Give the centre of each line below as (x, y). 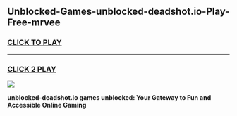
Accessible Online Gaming (47, 105)
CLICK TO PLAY (35, 43)
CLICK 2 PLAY (32, 69)
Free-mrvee (34, 23)
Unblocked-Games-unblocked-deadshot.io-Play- (119, 12)
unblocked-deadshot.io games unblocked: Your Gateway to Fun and (109, 97)
